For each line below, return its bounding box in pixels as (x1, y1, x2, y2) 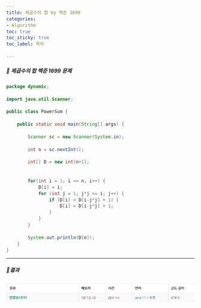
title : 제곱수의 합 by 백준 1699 (6, 10, 81, 16)
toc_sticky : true (6, 35, 50, 41)
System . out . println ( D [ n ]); (28, 235, 95, 241)
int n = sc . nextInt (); (28, 146, 84, 152)
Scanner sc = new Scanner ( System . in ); (28, 134, 124, 140)
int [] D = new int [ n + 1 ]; (28, 159, 90, 165)
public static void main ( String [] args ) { (17, 121, 124, 128)
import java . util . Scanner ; (6, 96, 74, 102)
